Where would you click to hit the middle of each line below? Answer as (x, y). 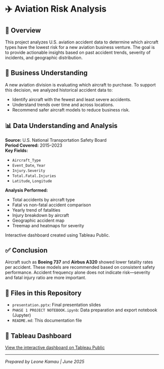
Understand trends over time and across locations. (63, 105)
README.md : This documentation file (47, 321)
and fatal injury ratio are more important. (46, 278)
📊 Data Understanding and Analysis (61, 126)
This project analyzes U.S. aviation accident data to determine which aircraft (82, 42)
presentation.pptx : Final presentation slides (56, 305)
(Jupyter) (21, 315)
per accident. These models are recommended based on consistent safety (80, 267)
